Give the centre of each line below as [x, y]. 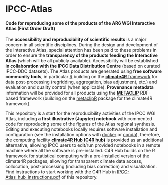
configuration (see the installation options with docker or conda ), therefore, [83, 135]
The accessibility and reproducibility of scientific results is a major [76, 39]
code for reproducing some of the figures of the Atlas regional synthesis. [80, 124]
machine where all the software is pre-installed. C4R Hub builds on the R [80, 151]
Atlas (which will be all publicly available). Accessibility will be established [82, 61]
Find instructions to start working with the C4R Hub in [61, 172]
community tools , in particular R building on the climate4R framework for [81, 77]
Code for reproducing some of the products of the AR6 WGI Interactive [80, 23]
